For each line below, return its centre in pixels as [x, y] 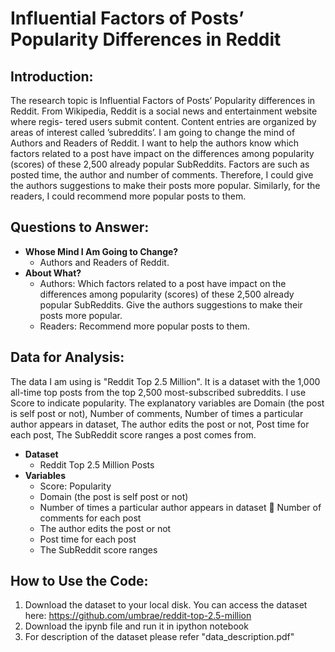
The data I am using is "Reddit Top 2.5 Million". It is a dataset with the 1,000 [165, 381]
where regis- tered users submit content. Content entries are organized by [163, 121]
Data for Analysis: [67, 357]
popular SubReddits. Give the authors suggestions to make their [171, 304]
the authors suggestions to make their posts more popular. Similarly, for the [165, 185]
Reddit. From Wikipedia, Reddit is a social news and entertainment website [164, 111]
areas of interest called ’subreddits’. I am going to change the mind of [153, 132]
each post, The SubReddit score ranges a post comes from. [133, 434]
